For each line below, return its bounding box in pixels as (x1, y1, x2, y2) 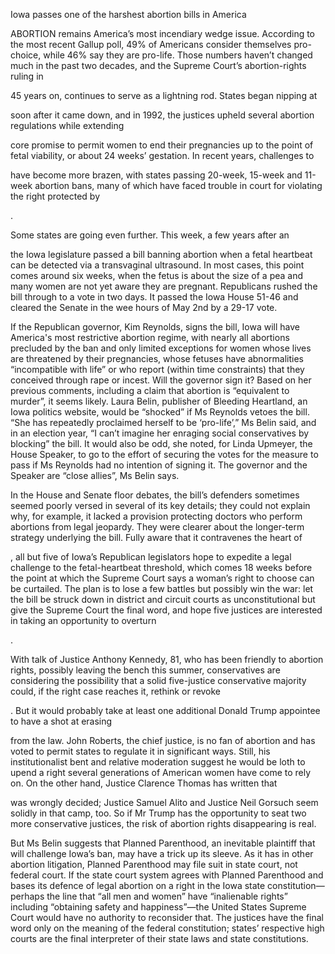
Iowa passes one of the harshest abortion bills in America (10, 9, 247, 20)
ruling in (10, 70, 44, 82)
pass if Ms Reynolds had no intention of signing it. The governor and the (10, 459, 308, 471)
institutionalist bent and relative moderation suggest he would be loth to (10, 756, 306, 768)
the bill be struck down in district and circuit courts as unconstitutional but (10, 594, 316, 605)
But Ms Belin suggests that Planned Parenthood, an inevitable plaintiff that (10, 837, 316, 849)
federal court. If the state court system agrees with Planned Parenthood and (10, 869, 324, 881)
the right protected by (10, 190, 101, 202)
